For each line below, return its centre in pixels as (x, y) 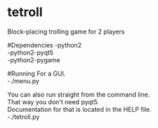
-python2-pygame (34, 59)
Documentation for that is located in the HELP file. (80, 109)
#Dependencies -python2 (45, 45)
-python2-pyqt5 (31, 52)
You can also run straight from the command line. (79, 94)
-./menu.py (24, 80)
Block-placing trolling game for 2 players (66, 31)
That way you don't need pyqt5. (53, 101)
